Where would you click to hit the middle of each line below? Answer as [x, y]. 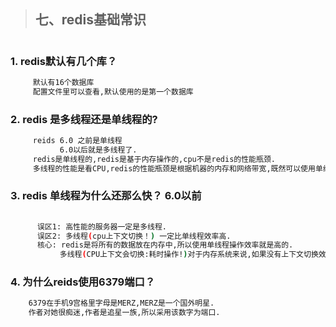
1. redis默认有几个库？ [64, 61]
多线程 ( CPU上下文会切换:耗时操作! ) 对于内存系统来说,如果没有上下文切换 [189, 255]
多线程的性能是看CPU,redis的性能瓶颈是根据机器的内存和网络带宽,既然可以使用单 [177, 168]
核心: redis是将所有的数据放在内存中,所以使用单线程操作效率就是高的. [165, 245]
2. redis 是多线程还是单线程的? [84, 119]
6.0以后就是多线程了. [98, 150]
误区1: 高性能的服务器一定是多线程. [101, 226]
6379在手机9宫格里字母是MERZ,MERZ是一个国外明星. [121, 303]
